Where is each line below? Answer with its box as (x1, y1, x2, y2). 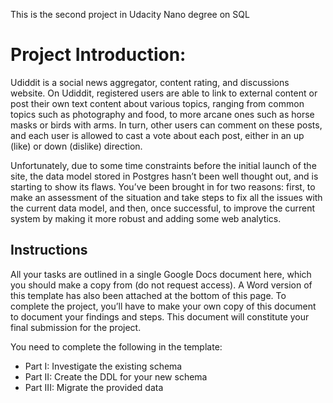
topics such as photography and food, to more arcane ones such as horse (10, 108, 315, 120)
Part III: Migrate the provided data (24, 381, 164, 393)
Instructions (10, 242, 88, 259)
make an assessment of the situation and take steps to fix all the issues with (10, 191, 323, 203)
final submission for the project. (10, 321, 142, 333)
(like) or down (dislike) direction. (10, 140, 143, 152)
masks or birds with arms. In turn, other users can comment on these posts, (10, 119, 323, 131)
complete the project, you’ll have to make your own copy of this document (10, 300, 317, 312)
